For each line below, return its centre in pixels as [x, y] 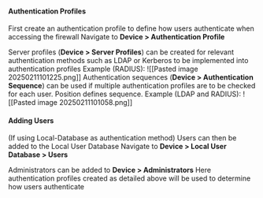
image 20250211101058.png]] [85, 103]
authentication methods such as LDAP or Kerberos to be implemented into [128, 61]
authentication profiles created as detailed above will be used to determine [130, 178]
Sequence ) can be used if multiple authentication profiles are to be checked [132, 86]
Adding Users [31, 120]
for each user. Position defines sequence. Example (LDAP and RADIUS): [125, 94]
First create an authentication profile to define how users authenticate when [131, 28]
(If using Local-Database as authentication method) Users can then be [122, 138]
